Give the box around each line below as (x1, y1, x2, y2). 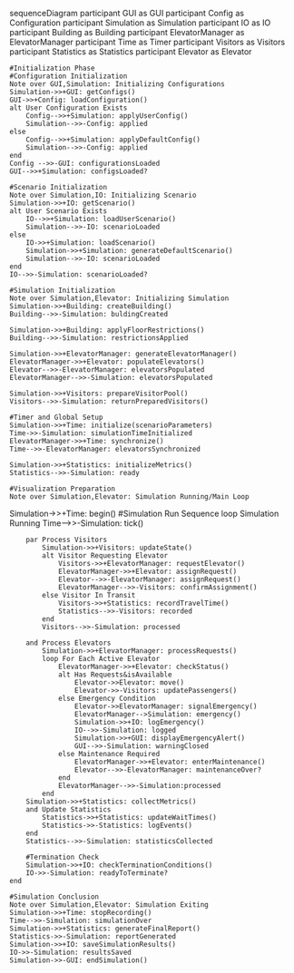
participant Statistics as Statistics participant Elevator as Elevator (9, 46, 252, 57)
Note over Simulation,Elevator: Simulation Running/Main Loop (9, 492, 250, 501)
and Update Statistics (25, 805, 112, 814)
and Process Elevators (25, 638, 112, 647)
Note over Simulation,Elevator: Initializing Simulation (9, 294, 230, 303)
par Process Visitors (25, 535, 107, 544)
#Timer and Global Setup (9, 413, 103, 422)
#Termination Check (25, 852, 100, 861)
